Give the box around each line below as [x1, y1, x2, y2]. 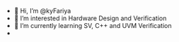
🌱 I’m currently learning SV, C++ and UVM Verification [13, 22, 172, 29]
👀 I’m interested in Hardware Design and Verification [13, 14, 167, 22]
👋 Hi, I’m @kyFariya [13, 7, 71, 15]
